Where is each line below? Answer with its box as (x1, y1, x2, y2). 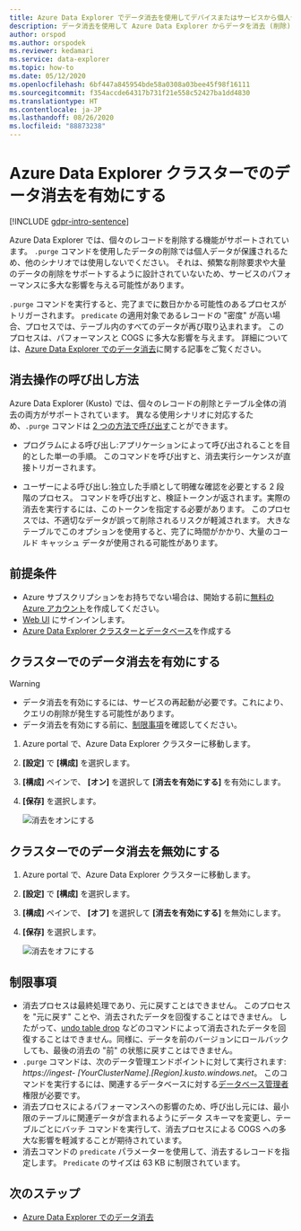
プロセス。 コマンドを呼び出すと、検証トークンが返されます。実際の (38, 492, 291, 503)
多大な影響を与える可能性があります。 (47, 279, 189, 290)
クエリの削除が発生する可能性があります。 (21, 708, 179, 719)
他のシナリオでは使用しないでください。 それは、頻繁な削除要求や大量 (24, 257, 287, 268)
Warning (9, 678, 40, 689)
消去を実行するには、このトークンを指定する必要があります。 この (21, 503, 268, 514)
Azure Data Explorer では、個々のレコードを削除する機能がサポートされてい (9, 235, 289, 245)
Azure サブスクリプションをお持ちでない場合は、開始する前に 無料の (21, 591, 275, 602)
